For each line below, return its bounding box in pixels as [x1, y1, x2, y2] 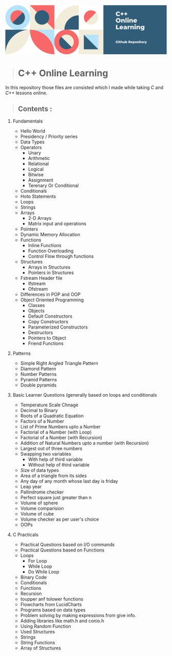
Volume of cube [20, 511, 54, 517]
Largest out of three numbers [20, 445, 83, 452]
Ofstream [28, 286, 48, 292]
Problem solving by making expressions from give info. [20, 612, 137, 619]
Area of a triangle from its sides [20, 473, 87, 479]
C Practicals [12, 531, 38, 538]
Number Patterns [20, 371, 57, 377]
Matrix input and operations [28, 220, 87, 227]
